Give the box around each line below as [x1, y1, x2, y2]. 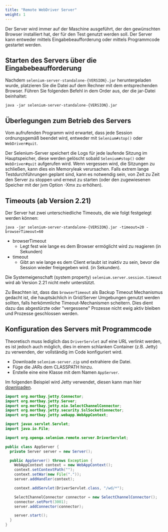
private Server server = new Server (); [9, 449, 93, 454]
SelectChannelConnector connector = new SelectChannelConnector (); [14, 494, 157, 499]
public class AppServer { [5, 444, 59, 449]
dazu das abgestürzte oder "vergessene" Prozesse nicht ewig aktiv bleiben [5, 305, 160, 311]
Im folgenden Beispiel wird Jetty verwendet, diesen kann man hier [5, 379, 141, 385]
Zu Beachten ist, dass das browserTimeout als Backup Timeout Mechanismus [5, 289, 163, 295]
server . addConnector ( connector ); [14, 504, 84, 509]
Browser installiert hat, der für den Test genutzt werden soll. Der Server [5, 31, 152, 37]
